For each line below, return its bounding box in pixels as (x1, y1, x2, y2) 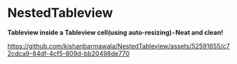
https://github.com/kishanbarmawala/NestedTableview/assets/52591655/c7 (7, 41, 230, 50)
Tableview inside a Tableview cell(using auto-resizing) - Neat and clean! (7, 28, 223, 37)
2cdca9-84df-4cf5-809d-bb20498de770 (7, 49, 130, 58)
